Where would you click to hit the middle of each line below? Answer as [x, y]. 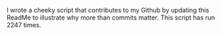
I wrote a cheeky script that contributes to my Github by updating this [108, 10]
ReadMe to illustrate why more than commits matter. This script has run [111, 17]
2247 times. [24, 25]
